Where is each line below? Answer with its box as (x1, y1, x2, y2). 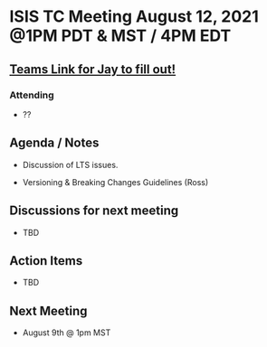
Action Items (9, 253, 83, 268)
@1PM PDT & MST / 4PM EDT (9, 25, 232, 46)
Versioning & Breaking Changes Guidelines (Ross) (22, 176, 209, 187)
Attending (9, 89, 54, 101)
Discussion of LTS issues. (22, 159, 119, 170)
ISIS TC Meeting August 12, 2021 (9, 6, 260, 27)
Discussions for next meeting (9, 203, 179, 219)
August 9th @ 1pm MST (22, 327, 111, 338)
